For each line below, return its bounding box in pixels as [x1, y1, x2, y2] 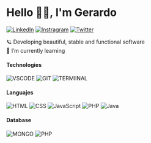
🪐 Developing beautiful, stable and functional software [6, 38, 145, 45]
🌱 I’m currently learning [6, 47, 65, 54]
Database [6, 116, 32, 123]
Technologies [6, 61, 42, 68]
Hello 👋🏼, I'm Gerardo [6, 6, 117, 20]
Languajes [6, 88, 34, 96]
